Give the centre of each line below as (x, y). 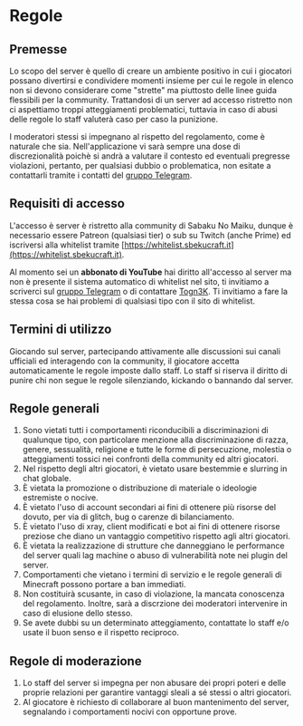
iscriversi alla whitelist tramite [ (67, 245)
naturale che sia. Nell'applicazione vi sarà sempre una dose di (125, 146)
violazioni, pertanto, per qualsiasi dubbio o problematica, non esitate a (140, 165)
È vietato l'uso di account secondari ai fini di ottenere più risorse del (149, 508)
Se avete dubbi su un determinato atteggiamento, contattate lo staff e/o (156, 623)
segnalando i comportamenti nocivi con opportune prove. (130, 711)
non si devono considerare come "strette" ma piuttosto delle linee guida (143, 90)
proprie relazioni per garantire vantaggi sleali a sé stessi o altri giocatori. (157, 692)
